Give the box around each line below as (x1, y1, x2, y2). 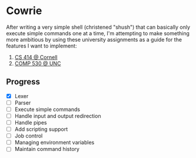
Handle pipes (14, 119, 47, 126)
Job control (14, 132, 43, 139)
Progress (6, 77, 40, 87)
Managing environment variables (14, 139, 95, 146)
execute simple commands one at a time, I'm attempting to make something (6, 29, 190, 36)
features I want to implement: (6, 42, 77, 49)
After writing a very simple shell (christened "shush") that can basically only (6, 23, 190, 31)
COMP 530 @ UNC (14, 60, 61, 67)
